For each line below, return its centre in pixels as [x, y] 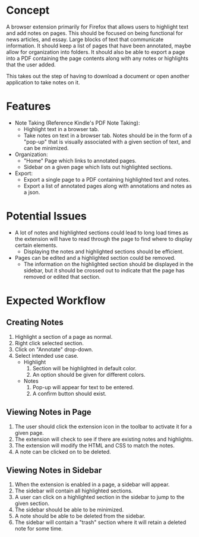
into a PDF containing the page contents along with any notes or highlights [97, 58]
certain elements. [36, 245]
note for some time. [39, 529]
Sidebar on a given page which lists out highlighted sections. [98, 167]
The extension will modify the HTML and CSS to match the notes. [95, 445]
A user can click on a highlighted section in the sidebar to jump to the [99, 497]
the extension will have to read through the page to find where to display [103, 239]
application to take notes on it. [43, 82]
